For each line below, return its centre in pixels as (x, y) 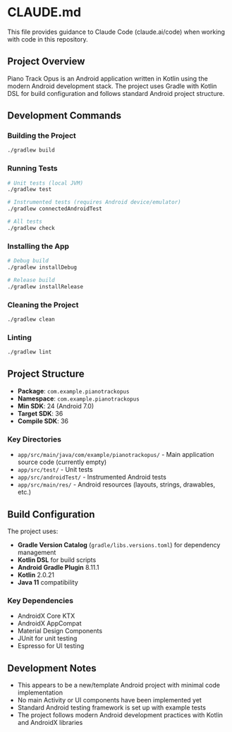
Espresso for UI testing (51, 646)
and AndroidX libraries (50, 723)
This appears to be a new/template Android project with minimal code (119, 685)
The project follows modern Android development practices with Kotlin (120, 715)
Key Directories (35, 439)
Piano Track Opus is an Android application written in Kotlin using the (108, 78)
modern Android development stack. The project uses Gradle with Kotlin (112, 86)
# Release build (31, 280)
